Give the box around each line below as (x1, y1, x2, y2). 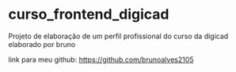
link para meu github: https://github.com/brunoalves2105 (8, 55, 194, 64)
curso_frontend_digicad (8, 5, 169, 23)
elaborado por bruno (8, 39, 76, 49)
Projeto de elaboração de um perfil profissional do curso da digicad (8, 31, 229, 41)
